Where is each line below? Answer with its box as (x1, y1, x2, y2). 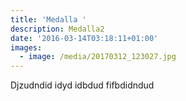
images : (10, 42, 43, 53)
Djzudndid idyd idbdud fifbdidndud (10, 79, 155, 91)
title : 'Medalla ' (10, 14, 87, 25)
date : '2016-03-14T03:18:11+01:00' (10, 33, 159, 43)
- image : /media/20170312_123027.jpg (19, 52, 177, 62)
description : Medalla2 (10, 24, 105, 34)
